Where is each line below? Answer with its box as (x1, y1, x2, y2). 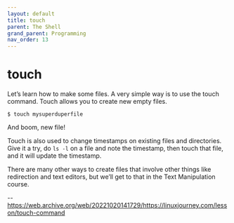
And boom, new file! (7, 123, 65, 132)
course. (7, 180, 30, 189)
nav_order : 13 (7, 36, 49, 43)
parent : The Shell (7, 23, 61, 30)
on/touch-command (7, 208, 65, 217)
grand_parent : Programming (7, 29, 86, 37)
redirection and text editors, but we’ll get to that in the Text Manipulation (7, 173, 216, 181)
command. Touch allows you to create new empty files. (7, 97, 167, 106)
